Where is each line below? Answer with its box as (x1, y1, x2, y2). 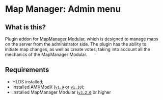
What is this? (5, 23, 46, 31)
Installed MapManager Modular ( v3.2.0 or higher (12, 89, 111, 95)
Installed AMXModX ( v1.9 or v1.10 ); (12, 84, 85, 90)
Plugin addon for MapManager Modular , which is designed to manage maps (5, 36, 159, 42)
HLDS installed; (12, 78, 44, 84)
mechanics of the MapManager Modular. (5, 51, 87, 57)
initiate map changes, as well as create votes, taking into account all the (5, 47, 151, 52)
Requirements (5, 66, 49, 74)
